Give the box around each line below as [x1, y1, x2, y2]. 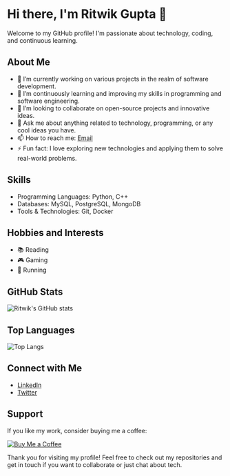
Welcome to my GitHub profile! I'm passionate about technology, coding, [7, 29, 213, 37]
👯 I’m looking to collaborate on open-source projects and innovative [17, 103, 210, 112]
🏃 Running [17, 266, 47, 275]
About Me [7, 57, 50, 68]
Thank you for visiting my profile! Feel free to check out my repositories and [7, 453, 222, 462]
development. [17, 82, 56, 90]
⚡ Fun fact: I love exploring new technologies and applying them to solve [17, 144, 224, 152]
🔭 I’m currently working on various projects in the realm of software [17, 75, 209, 83]
